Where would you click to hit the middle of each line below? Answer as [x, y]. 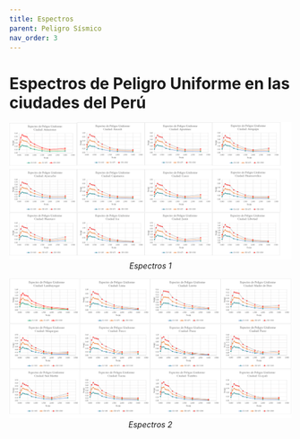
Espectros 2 [150, 424]
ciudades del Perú [78, 102]
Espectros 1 [150, 266]
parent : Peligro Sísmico [56, 28]
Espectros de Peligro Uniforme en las [150, 83]
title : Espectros [42, 19]
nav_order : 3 [34, 38]
